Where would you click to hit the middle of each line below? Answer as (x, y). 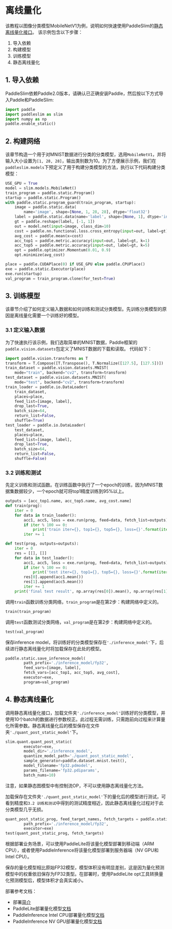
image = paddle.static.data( (46, 207)
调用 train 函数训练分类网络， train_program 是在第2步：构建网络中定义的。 (83, 602)
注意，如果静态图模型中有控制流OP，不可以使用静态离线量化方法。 (76, 785)
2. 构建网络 (23, 141)
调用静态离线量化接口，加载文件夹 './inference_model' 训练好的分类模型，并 (85, 713)
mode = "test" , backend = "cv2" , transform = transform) (70, 382)
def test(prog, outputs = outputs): (42, 544)
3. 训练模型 (23, 296)
